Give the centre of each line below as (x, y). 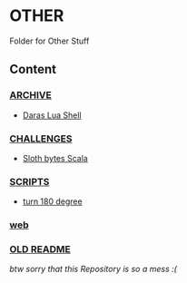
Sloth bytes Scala (55, 158)
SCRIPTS (30, 181)
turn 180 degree (53, 201)
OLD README (40, 249)
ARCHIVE (31, 95)
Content (33, 69)
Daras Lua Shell (52, 115)
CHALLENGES (41, 139)
